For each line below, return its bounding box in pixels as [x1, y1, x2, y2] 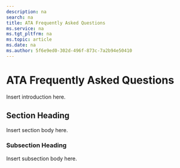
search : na [6, 14, 33, 20]
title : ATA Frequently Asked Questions [6, 20, 106, 26]
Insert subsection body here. [6, 155, 78, 162]
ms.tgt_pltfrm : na [6, 31, 52, 37]
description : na [6, 8, 47, 15]
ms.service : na [6, 25, 44, 32]
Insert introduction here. [6, 93, 66, 100]
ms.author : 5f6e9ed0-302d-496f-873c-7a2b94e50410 [6, 48, 133, 54]
